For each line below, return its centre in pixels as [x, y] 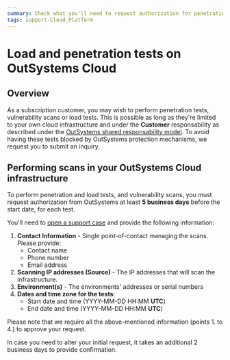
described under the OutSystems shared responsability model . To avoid [108, 131]
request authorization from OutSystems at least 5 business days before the [114, 202]
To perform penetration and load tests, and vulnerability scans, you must [110, 195]
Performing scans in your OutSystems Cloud [104, 167]
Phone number [48, 258]
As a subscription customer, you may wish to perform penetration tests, [108, 110]
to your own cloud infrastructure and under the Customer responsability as [113, 125]
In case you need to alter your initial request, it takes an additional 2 [102, 342]
